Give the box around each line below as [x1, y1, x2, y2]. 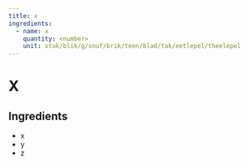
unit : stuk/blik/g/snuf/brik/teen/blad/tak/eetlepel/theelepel [23, 42, 242, 50]
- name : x [15, 27, 49, 35]
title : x [8, 11, 38, 20]
